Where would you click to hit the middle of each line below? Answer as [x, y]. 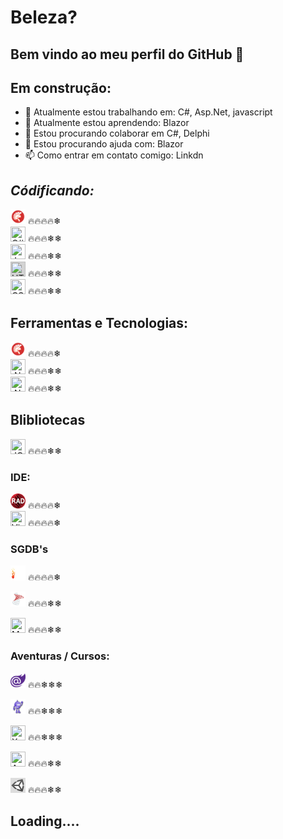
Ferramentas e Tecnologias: [99, 322]
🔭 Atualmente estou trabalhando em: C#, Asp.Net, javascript [148, 112]
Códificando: [52, 190]
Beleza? [44, 17]
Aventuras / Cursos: [60, 656]
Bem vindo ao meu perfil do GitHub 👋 [127, 54]
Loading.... [45, 821]
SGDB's [29, 549]
